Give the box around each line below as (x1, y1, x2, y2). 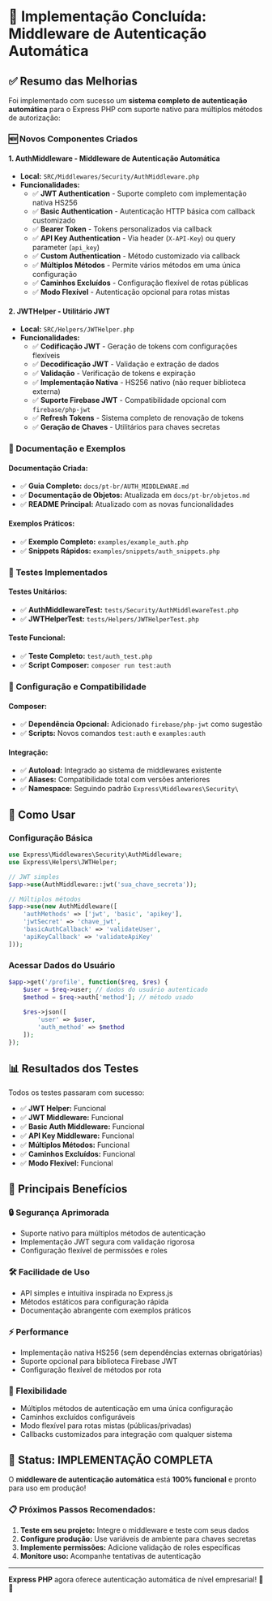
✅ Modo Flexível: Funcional (19, 1157, 113, 1168)
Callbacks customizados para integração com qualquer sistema (19, 1430, 233, 1439)
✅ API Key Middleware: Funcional (19, 1131, 135, 1140)
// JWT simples (8, 872, 60, 881)
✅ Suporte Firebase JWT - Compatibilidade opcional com (32, 396, 227, 405)
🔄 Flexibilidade (8, 1385, 67, 1396)
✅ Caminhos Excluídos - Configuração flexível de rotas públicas (32, 278, 249, 288)
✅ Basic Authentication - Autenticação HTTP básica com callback (32, 206, 256, 216)
